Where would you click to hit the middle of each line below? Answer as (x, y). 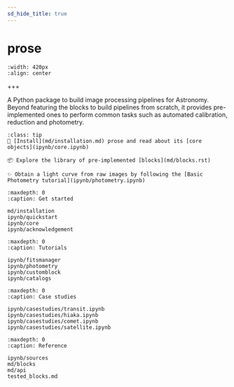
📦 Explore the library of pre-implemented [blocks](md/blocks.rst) (109, 160)
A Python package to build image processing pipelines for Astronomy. (108, 99)
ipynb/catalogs (29, 278)
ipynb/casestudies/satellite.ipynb (59, 327)
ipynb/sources (28, 358)
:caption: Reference (37, 346)
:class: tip (25, 135)
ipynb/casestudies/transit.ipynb (56, 309)
